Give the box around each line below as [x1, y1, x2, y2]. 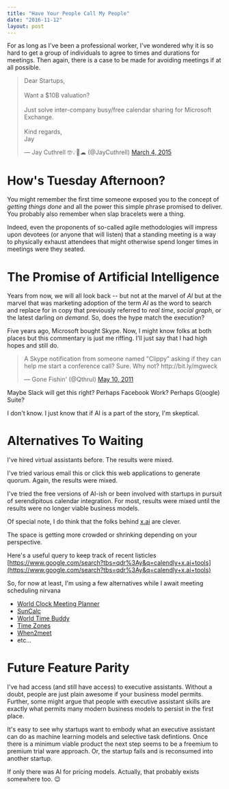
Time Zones [16, 622, 51, 630]
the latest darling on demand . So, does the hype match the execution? [7, 313, 205, 322]
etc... [16, 636, 32, 644]
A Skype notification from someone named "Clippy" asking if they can [23, 354, 221, 363]
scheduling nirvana [7, 587, 62, 595]
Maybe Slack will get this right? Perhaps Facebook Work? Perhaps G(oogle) [7, 389, 220, 397]
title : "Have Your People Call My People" [7, 10, 130, 17]
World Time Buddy [16, 614, 70, 622]
